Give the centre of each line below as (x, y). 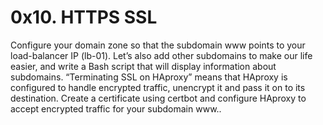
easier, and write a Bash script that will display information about (143, 66)
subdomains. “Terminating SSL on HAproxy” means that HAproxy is (149, 77)
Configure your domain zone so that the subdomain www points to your (158, 45)
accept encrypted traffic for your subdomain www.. (116, 108)
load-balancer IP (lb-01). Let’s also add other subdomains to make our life (161, 55)
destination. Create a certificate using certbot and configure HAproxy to (158, 98)
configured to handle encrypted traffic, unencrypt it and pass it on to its (158, 87)
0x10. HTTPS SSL (84, 17)
